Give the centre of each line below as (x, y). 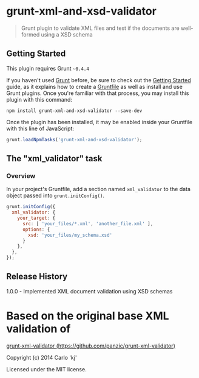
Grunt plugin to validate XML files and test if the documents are (100, 28)
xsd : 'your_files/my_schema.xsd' (70, 235)
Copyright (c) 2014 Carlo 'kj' (42, 357)
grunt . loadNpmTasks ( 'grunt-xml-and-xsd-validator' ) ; (74, 139)
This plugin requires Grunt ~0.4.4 (48, 68)
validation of (39, 329)
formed (30, 34)
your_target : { (36, 218)
